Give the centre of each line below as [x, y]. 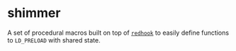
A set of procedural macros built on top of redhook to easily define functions [118, 33]
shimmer [34, 13]
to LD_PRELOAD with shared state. [54, 40]
